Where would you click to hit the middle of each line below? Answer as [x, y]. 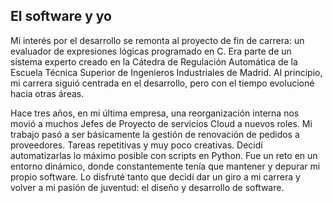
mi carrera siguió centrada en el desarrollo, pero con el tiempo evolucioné [162, 83]
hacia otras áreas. [47, 93]
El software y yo [61, 16]
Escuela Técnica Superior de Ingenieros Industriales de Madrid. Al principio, [166, 72]
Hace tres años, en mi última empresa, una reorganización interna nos [155, 113]
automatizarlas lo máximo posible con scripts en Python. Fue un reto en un [164, 155]
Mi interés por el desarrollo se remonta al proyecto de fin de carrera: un [157, 40]
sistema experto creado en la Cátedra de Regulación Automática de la [154, 61]
